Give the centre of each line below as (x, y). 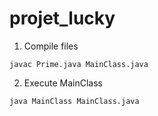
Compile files (51, 46)
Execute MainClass (63, 83)
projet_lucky (62, 18)
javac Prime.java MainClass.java (79, 64)
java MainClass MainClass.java (74, 101)
